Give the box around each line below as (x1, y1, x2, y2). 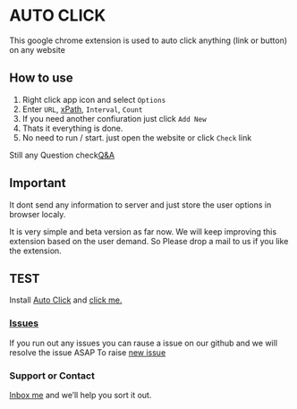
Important (9, 175, 66, 191)
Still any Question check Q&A (9, 149, 115, 160)
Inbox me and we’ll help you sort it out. (9, 389, 152, 400)
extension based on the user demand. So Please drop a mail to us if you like (9, 235, 289, 246)
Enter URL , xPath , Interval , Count (21, 104, 143, 115)
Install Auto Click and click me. (9, 294, 123, 305)
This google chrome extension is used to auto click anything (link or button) (9, 35, 288, 46)
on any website (9, 44, 65, 55)
